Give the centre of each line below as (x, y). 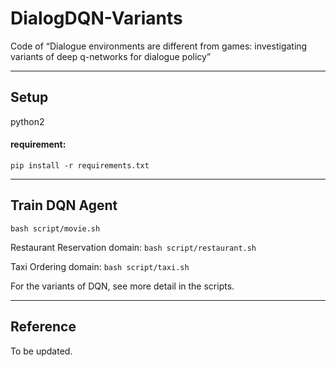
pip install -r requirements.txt (80, 165)
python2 (27, 121)
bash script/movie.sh (55, 228)
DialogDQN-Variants (96, 18)
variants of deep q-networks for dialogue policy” (111, 56)
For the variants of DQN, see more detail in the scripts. (122, 286)
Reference (43, 327)
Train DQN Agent (64, 205)
